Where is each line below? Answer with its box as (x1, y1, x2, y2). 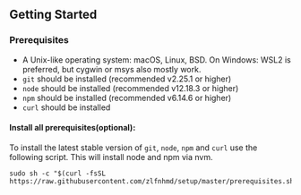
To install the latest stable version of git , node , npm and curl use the (9, 142, 258, 153)
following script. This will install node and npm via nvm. (9, 151, 213, 162)
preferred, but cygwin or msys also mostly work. (21, 64, 202, 74)
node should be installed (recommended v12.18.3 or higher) (21, 82, 239, 93)
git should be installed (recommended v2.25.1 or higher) (21, 73, 232, 84)
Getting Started (9, 7, 98, 22)
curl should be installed (21, 102, 111, 113)
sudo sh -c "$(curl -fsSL (9, 169, 106, 178)
